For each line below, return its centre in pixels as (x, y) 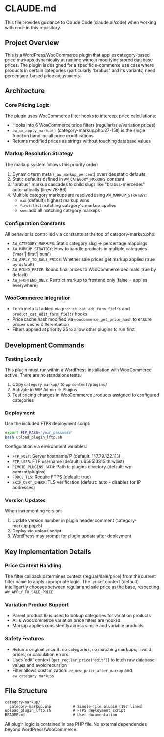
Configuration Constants (35, 223)
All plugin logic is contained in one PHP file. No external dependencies (76, 724)
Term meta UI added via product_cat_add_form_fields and (71, 309)
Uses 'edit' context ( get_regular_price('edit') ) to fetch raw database (83, 660)
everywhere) (25, 285)
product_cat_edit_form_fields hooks (50, 314)
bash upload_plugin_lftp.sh (34, 437)
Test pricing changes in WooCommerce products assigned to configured (85, 395)
